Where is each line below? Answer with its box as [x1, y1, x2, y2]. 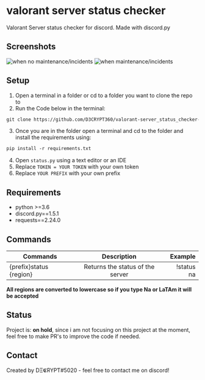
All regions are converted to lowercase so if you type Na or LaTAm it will [6, 285, 192, 293]
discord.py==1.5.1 [15, 210, 59, 217]
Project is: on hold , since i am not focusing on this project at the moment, [6, 326, 191, 333]
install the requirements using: [15, 134, 92, 141]
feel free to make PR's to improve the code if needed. [6, 332, 141, 340]
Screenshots [6, 41, 56, 52]
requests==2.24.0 [15, 217, 61, 224]
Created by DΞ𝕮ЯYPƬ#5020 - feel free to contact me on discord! [6, 367, 170, 374]
